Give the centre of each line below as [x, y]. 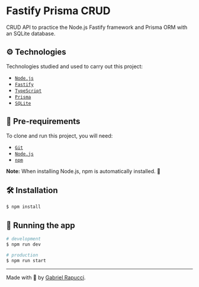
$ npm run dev [24, 244]
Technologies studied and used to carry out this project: [75, 66]
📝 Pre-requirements [43, 121]
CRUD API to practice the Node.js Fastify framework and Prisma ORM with [97, 27]
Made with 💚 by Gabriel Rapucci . [46, 277]
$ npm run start [26, 260]
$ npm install [24, 207]
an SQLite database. [31, 33]
